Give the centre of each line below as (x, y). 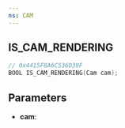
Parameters (38, 98)
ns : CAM (21, 15)
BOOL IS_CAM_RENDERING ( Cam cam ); (63, 73)
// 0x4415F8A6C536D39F (45, 66)
